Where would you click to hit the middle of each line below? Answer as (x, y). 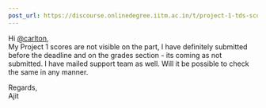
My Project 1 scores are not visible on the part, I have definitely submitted (128, 46)
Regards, (23, 87)
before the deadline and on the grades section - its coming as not (115, 55)
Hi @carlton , (28, 38)
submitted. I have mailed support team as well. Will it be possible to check (129, 64)
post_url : (25, 15)
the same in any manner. (48, 71)
